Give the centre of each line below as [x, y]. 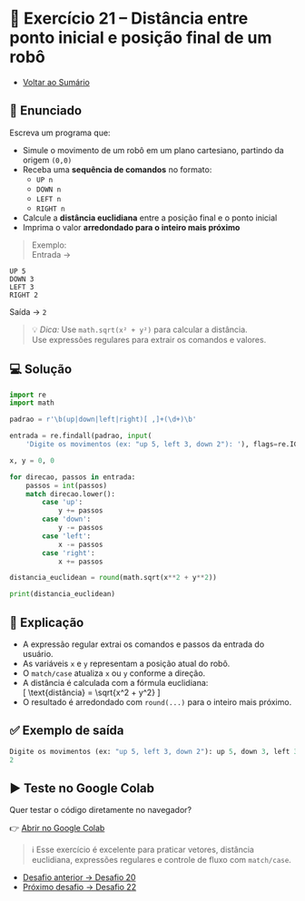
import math [32, 403]
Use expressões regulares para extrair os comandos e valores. [149, 339]
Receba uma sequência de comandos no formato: [117, 169]
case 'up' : [63, 503]
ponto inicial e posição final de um [141, 38]
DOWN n [49, 190]
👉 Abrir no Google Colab [57, 828]
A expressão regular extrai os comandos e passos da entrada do [143, 644]
